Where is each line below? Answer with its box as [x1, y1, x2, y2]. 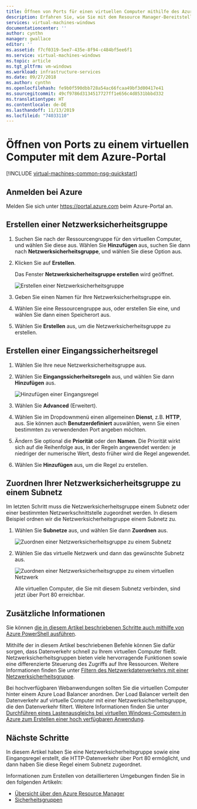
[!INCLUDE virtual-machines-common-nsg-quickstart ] [6, 170, 138, 177]
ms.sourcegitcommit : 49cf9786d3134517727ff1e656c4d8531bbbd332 [6, 91, 164, 97]
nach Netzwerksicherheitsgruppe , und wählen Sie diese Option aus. [14, 248, 183, 255]
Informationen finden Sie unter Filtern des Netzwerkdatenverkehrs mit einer [6, 667, 189, 674]
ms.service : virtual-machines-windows [6, 52, 101, 58]
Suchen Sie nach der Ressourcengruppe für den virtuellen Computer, [14, 235, 182, 242]
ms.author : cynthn [6, 80, 51, 86]
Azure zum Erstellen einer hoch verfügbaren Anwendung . [6, 716, 145, 723]
